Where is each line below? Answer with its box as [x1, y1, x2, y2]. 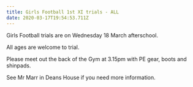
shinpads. [6, 62, 31, 69]
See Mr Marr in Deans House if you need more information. [6, 74, 156, 81]
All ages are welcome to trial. [6, 43, 80, 51]
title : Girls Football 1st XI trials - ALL [6, 9, 119, 15]
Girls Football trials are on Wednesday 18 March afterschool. [6, 31, 159, 39]
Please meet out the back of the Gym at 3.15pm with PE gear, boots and [6, 55, 187, 62]
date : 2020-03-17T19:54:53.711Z [6, 15, 89, 21]
